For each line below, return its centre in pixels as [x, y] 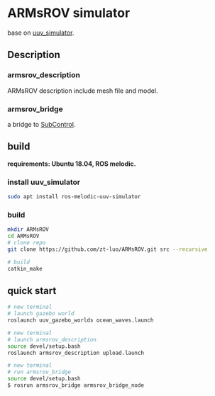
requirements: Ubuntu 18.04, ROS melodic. [72, 164]
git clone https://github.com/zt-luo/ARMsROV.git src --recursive [107, 249]
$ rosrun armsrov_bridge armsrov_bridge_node [76, 385]
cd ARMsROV [23, 236]
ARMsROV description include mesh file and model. [83, 91]
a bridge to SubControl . [42, 124]
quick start [32, 291]
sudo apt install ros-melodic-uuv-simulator [74, 197]
